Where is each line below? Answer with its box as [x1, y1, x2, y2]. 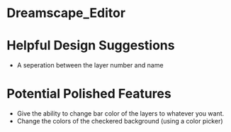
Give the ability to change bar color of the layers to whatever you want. [16, 109, 225, 118]
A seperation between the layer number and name [16, 61, 164, 70]
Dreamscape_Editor [6, 5, 125, 21]
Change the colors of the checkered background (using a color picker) [16, 117, 224, 126]
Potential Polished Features [6, 86, 171, 102]
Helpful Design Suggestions [6, 38, 175, 54]
